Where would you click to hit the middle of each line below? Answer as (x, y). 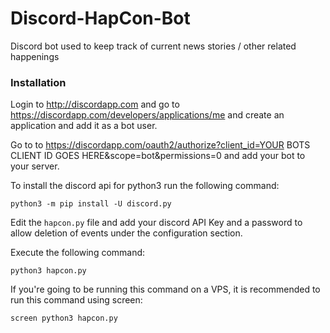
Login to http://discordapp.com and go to (95, 104)
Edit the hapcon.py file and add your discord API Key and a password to (156, 223)
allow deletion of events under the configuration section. (126, 233)
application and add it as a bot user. (84, 126)
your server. (35, 166)
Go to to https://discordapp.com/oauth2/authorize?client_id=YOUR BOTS (160, 145)
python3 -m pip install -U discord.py (91, 204)
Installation (38, 82)
